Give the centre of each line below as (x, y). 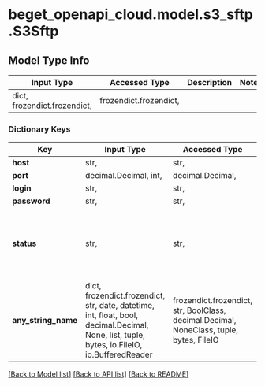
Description (210, 82)
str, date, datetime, (120, 306)
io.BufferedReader (119, 354)
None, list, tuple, (116, 335)
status (24, 243)
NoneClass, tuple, (205, 330)
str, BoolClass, (199, 310)
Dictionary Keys (39, 129)
